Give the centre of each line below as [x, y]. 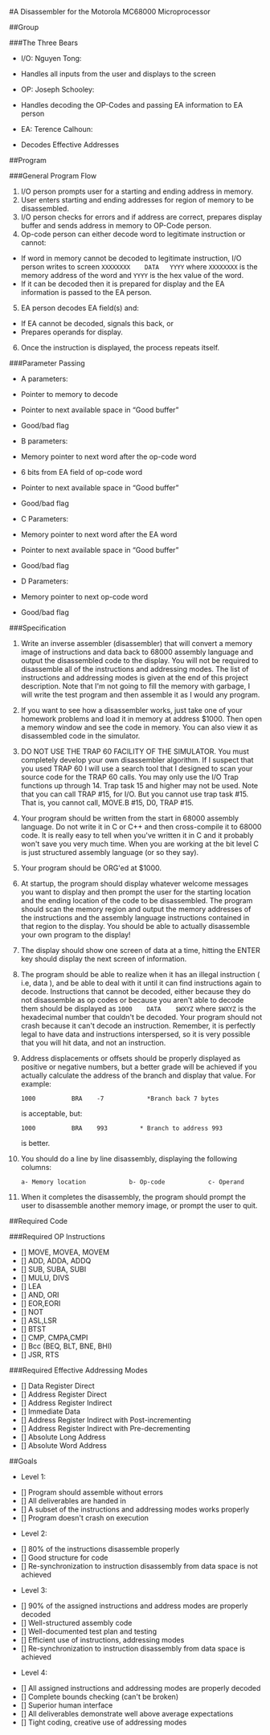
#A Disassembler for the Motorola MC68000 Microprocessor [110, 12]
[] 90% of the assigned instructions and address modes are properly [134, 1606]
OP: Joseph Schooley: [57, 89]
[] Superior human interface [67, 1705]
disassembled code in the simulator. [80, 736]
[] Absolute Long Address [63, 1437]
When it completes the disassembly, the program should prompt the [133, 1197]
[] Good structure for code [64, 1557]
